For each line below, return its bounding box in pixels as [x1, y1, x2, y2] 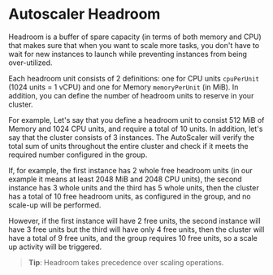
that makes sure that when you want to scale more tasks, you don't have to [8, 40, 260, 50]
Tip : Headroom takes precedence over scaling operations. [28, 257, 224, 267]
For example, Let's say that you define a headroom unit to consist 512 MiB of [8, 115, 265, 124]
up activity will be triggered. [8, 242, 102, 251]
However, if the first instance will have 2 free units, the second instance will [8, 216, 262, 225]
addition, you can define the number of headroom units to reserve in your [8, 90, 254, 100]
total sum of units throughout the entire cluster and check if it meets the [8, 141, 249, 151]
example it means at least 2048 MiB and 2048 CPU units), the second [8, 174, 242, 184]
